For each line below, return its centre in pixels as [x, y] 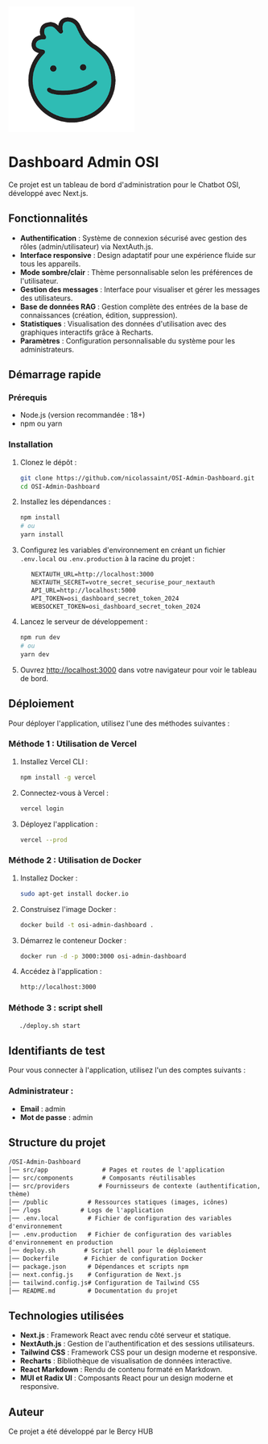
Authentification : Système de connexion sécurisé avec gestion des [133, 238]
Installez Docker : [49, 878]
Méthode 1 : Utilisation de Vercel [72, 744]
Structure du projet [57, 1142]
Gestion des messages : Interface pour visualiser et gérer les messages [140, 289]
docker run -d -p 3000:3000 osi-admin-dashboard [103, 956]
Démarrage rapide [55, 375]
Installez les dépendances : [65, 501]
